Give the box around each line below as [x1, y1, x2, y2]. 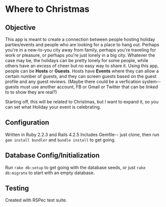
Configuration [5, 118, 50, 127]
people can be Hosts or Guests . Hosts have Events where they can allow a [5, 68, 159, 74]
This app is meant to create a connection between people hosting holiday [5, 36, 155, 42]
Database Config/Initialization [5, 151, 100, 160]
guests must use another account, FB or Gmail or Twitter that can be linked [5, 84, 159, 90]
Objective [5, 23, 36, 32]
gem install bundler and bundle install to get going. [5, 137, 116, 142]
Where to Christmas [5, 3, 90, 15]
